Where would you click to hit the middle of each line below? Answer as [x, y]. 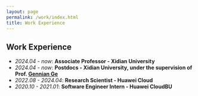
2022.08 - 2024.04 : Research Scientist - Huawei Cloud [84, 80]
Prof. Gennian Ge [36, 74]
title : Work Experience [36, 23]
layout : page [22, 12]
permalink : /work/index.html [42, 17]
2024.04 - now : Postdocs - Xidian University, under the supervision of [103, 68]
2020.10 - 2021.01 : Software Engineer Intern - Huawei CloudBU [94, 86]
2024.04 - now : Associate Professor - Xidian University [85, 61]
